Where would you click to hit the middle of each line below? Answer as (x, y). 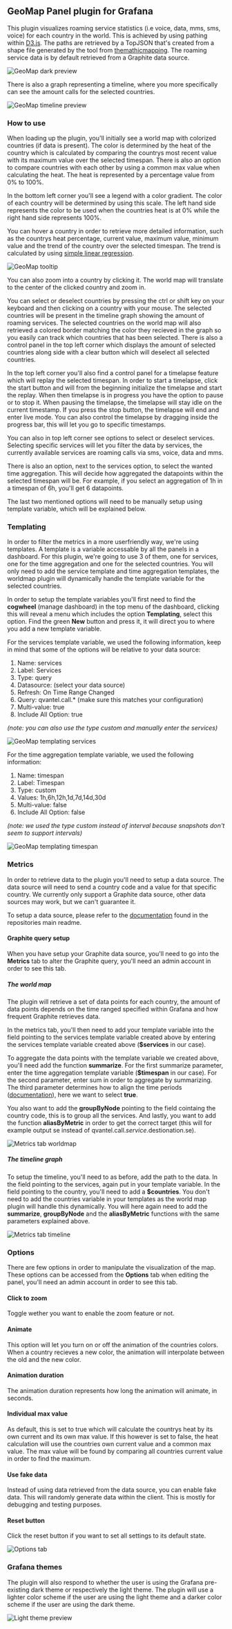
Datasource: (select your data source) (71, 685)
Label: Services (39, 670)
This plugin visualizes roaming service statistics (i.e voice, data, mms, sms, (114, 28)
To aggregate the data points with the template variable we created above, (113, 1058)
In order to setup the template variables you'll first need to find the (101, 600)
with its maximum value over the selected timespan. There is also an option (114, 160)
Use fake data (27, 1475)
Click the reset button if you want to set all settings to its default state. (107, 1536)
